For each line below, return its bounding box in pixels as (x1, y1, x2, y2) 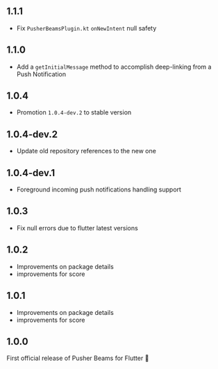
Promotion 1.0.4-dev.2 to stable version (16, 108, 132, 117)
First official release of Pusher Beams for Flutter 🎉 (6, 354, 149, 363)
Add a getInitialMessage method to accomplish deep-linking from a (16, 62, 212, 71)
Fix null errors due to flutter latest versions (16, 223, 138, 232)
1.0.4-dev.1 (6, 166, 56, 179)
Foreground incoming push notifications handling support (16, 185, 182, 194)
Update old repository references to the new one (16, 147, 157, 155)
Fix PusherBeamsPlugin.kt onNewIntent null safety (16, 24, 157, 32)
